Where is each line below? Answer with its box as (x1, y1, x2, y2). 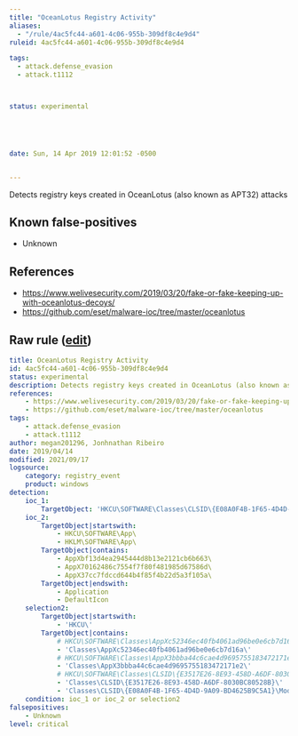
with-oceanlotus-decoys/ (21, 297, 115, 308)
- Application (56, 588, 109, 596)
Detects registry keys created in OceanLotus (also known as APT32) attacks (9, 188, 288, 200)
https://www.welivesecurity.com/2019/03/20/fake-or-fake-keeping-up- (21, 288, 284, 299)
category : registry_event (25, 472, 122, 481)
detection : (9, 488, 50, 498)
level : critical (9, 719, 69, 729)
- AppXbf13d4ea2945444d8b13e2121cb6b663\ (56, 555, 213, 564)
